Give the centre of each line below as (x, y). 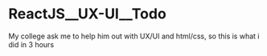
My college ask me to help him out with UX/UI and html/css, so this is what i (134, 36)
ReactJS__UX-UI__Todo (87, 14)
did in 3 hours (31, 44)
